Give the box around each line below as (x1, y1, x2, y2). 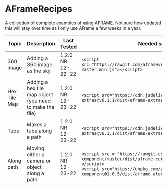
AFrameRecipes (5, 3, 73, 15)
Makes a (27, 121, 47, 128)
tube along (27, 127, 52, 134)
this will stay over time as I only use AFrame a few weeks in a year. (5, 25, 142, 31)
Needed (138, 40, 158, 47)
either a (27, 151, 45, 158)
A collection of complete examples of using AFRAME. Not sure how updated (5, 20, 161, 26)
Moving (27, 145, 45, 152)
